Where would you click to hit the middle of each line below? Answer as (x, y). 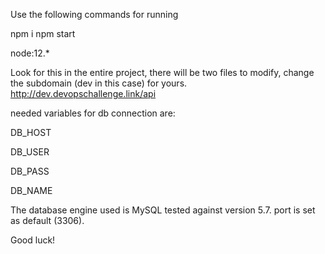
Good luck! (33, 240)
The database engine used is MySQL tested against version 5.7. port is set (163, 210)
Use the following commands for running (94, 14)
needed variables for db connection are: (93, 113)
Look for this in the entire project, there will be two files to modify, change (162, 72)
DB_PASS (30, 171)
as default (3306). (47, 220)
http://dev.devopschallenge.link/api (83, 93)
